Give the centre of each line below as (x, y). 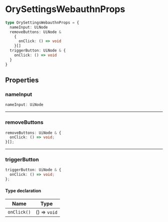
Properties (22, 80)
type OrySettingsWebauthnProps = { (42, 23)
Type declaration (23, 190)
